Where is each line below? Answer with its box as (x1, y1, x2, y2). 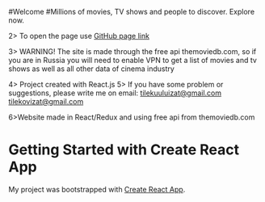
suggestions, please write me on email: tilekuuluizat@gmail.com (8, 88, 222, 98)
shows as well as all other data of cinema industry (8, 64, 175, 74)
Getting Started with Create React (8, 141, 240, 159)
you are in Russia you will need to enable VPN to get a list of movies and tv (8, 56, 257, 65)
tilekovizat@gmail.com (8, 97, 84, 106)
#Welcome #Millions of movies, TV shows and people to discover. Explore (8, 7, 255, 16)
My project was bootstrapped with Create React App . (8, 184, 186, 194)
